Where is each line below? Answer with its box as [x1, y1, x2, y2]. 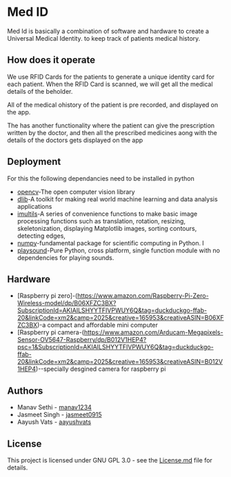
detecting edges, [17, 232, 66, 240]
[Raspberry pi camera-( [17, 328, 85, 336]
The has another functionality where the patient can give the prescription [7, 121, 215, 130]
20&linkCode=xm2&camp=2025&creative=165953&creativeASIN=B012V [17, 358, 223, 366]
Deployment [7, 156, 61, 168]
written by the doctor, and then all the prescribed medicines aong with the [7, 128, 217, 136]
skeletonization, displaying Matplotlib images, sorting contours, [17, 224, 197, 232]
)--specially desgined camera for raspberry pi [35, 365, 166, 373]
